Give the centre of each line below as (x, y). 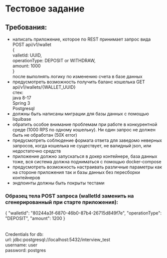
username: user (21, 245)
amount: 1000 (26, 66)
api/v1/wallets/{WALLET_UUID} (44, 87)
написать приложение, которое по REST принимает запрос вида (82, 39)
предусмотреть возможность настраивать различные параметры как (87, 167)
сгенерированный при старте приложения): (62, 202)
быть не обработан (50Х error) (45, 135)
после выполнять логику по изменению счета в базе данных (78, 76)
